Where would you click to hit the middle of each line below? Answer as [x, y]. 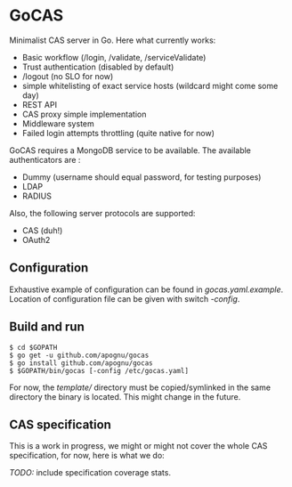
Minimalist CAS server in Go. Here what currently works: [113, 40]
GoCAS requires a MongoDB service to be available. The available [130, 150]
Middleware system [58, 123]
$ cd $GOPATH [33, 347]
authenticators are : [45, 159]
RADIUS [36, 196]
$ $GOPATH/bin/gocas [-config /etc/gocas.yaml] [99, 370]
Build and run [47, 327]
